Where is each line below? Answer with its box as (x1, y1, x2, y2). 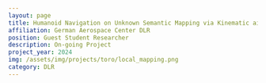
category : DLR (8, 63, 55, 71)
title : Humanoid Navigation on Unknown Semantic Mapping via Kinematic (8, 19, 249, 27)
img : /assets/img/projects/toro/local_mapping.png (8, 56, 179, 64)
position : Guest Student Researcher (8, 33, 129, 42)
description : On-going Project (8, 41, 112, 49)
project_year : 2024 (8, 48, 73, 56)
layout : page (8, 11, 51, 20)
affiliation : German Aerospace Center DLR (8, 26, 150, 34)
